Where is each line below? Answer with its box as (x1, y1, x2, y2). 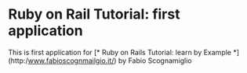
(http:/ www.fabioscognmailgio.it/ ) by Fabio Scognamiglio (8, 56, 192, 65)
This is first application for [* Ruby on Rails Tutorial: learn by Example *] (8, 47, 240, 57)
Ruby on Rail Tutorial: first (8, 5, 180, 23)
